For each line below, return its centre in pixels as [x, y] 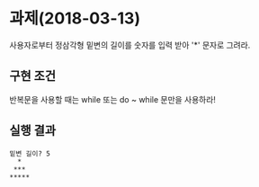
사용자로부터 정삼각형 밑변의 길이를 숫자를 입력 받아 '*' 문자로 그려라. [130, 45]
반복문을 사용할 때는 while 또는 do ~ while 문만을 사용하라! [112, 99]
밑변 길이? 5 [30, 154]
